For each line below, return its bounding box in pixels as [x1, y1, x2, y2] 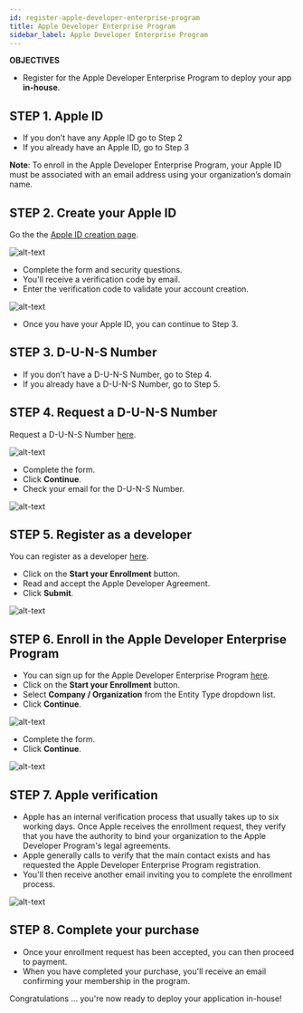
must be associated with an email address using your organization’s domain [9, 169, 291, 180]
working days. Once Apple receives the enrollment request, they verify [22, 821, 287, 832]
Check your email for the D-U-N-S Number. [22, 483, 185, 494]
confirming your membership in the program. [22, 975, 191, 986]
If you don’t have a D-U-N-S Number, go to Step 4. [22, 369, 213, 380]
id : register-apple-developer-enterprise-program [9, 13, 201, 23]
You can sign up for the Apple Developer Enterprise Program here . [22, 670, 270, 680]
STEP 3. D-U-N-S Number [9, 345, 157, 361]
